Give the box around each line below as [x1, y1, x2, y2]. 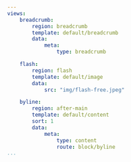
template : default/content [32, 111, 110, 119]
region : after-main [32, 105, 88, 112]
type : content [56, 137, 97, 144]
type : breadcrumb [56, 49, 107, 56]
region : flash [32, 67, 72, 74]
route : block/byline [56, 143, 116, 150]
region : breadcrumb [32, 23, 88, 30]
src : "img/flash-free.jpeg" [43, 86, 125, 93]
